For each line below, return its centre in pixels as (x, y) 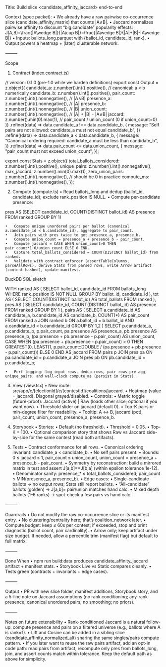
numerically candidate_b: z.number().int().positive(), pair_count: (70, 93)
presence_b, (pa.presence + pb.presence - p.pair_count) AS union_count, (80, 336)
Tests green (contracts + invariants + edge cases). (57, 571)
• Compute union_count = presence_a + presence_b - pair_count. (75, 239)
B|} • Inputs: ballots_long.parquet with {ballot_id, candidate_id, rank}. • (78, 38)
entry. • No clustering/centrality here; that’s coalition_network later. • (76, 520)
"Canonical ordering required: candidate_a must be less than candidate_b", (82, 141)
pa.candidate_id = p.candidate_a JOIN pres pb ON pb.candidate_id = (75, 357)
